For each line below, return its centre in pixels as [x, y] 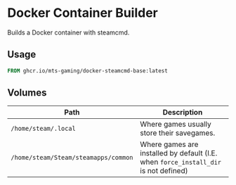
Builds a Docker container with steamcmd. [68, 32]
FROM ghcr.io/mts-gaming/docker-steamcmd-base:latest [88, 71]
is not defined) [164, 171]
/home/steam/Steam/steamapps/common [72, 158]
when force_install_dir [181, 162]
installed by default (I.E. [179, 153]
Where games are [169, 144]
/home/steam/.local [43, 129]
